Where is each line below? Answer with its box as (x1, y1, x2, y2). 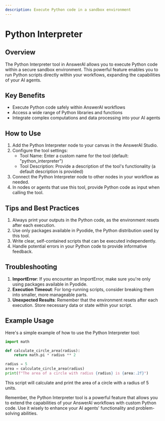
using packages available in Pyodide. (12, 281, 88, 287)
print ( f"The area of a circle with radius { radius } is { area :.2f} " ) (5, 371, 149, 376)
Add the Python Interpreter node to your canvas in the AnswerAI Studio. (12, 142, 158, 148)
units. (5, 385, 16, 391)
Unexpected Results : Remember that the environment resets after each (12, 297, 159, 303)
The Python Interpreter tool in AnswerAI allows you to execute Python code (5, 61, 158, 67)
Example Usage (5, 317, 54, 325)
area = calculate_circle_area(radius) (5, 366, 85, 371)
